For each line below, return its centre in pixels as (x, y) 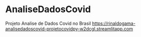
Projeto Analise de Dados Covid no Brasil (48, 23)
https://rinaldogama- (114, 23)
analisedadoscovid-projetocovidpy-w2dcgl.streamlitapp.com (69, 28)
